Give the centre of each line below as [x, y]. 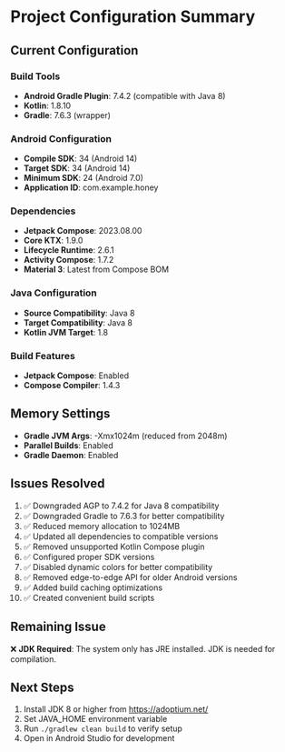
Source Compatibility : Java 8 [79, 313]
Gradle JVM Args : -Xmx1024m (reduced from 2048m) [125, 436]
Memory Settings [60, 414]
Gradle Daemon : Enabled [71, 455]
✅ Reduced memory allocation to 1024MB [102, 526]
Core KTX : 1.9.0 [53, 241]
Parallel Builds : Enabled [68, 445]
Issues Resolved [58, 484]
